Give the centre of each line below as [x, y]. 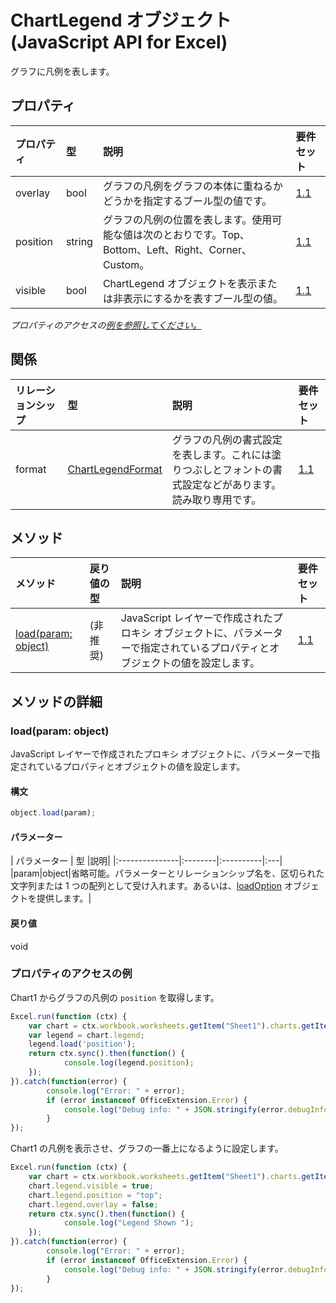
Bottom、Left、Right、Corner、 [177, 249]
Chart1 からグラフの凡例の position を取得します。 [115, 997]
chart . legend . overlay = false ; [93, 1204]
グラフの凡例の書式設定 [227, 439]
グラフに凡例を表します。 [62, 71]
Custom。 [126, 264]
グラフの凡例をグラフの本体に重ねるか [192, 186]
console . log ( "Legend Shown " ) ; [129, 1223]
